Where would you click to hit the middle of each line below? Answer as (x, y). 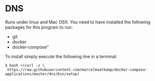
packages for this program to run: (39, 27)
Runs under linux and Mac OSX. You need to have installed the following (78, 22)
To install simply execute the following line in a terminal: (61, 56)
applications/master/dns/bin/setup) (42, 74)
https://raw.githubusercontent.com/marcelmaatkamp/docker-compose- (77, 70)
